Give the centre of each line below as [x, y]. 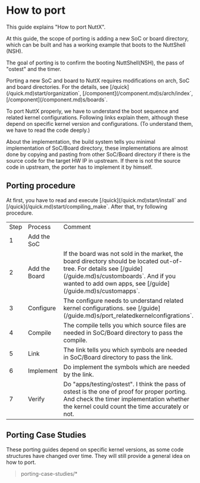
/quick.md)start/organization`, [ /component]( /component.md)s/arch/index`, [101, 93]
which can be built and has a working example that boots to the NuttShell [96, 45]
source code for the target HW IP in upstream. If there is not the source [93, 160]
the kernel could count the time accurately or [126, 406]
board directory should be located [111, 261]
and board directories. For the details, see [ [59, 86]
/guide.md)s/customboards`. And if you [121, 276]
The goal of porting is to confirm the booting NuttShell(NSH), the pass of [95, 63]
